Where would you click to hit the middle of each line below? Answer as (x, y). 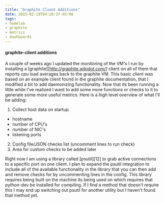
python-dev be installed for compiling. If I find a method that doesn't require (82, 185)
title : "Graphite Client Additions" (42, 10)
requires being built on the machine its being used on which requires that (79, 180)
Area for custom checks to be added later (54, 150)
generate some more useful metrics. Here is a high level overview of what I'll (82, 95)
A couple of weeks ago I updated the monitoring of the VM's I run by (74, 64)
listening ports (27, 135)
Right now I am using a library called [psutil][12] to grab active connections (81, 159)
